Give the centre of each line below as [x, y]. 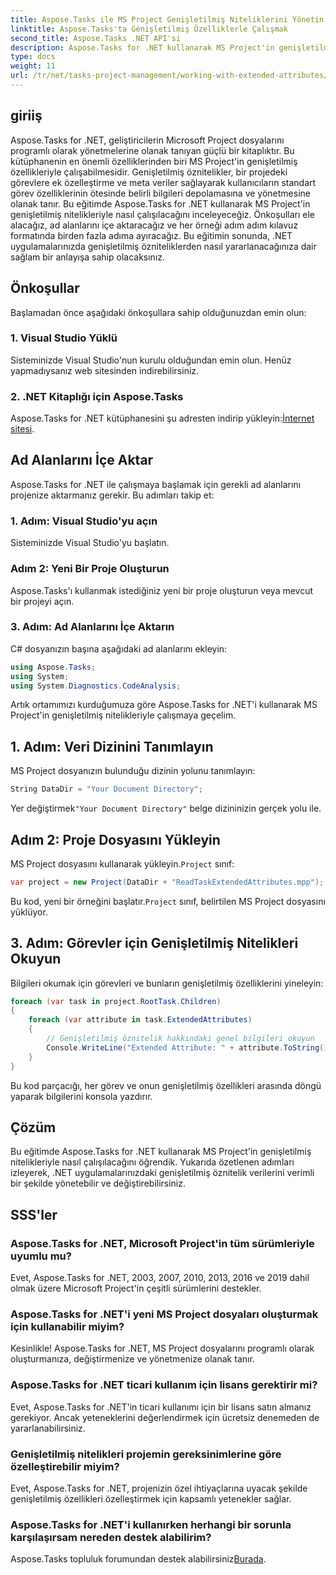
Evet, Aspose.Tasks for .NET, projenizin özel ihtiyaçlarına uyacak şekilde [159, 1488]
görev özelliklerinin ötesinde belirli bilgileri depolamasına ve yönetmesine [160, 193]
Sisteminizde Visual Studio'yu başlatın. [90, 543]
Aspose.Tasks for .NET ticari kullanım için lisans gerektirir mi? [164, 1385]
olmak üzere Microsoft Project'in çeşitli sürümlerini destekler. [136, 1288]
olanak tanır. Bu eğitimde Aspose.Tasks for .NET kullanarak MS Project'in [160, 203]
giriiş [26, 116]
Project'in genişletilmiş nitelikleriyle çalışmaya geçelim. [123, 715]
